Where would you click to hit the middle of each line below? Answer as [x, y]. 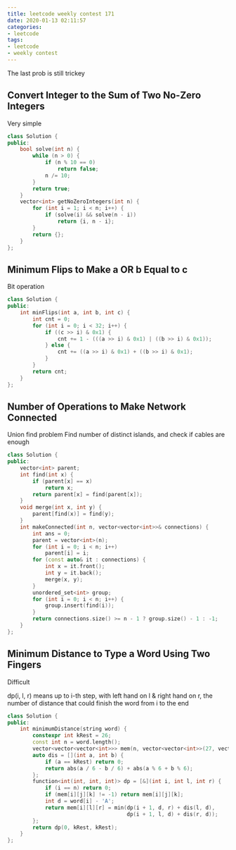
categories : [25, 27]
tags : [15, 40]
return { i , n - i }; [86, 222]
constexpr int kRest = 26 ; [72, 736]
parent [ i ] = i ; [67, 553]
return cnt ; [50, 371]
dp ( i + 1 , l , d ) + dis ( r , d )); [172, 814]
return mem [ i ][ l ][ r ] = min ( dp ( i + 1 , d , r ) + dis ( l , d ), [130, 808]
